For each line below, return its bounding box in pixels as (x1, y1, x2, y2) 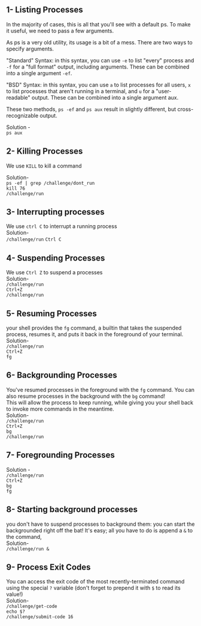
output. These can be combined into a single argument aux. (32, 94, 179, 101)
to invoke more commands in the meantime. (6, 405, 115, 412)
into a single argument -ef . (6, 69, 72, 77)
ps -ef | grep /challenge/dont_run (6, 180, 95, 186)
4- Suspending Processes (6, 253, 105, 263)
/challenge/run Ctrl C (6, 236, 62, 242)
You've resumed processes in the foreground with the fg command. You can (6, 386, 195, 393)
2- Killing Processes (6, 146, 83, 157)
